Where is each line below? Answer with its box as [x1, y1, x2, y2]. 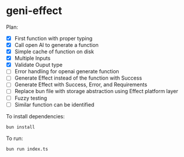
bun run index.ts [6, 146, 48, 152]
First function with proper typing [14, 35, 93, 42]
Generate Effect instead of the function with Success [14, 74, 142, 81]
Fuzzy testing [14, 94, 47, 101]
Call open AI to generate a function [14, 42, 99, 48]
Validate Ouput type [14, 62, 63, 69]
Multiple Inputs [14, 54, 51, 62]
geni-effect [6, 4, 63, 18]
